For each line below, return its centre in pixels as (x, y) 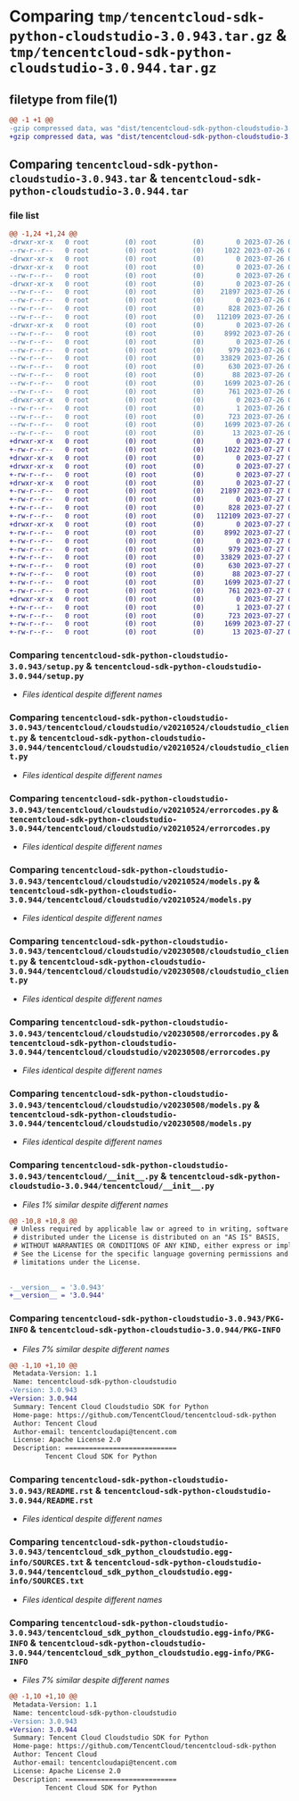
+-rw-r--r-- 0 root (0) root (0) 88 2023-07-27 (147, 574)
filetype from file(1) (64, 100)
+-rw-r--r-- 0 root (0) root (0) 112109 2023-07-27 (147, 516)
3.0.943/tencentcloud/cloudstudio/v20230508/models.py (130, 1105)
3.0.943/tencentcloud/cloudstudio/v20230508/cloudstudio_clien (149, 951)
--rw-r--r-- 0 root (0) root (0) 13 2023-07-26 (147, 433)
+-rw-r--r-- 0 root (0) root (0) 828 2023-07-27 (147, 508)
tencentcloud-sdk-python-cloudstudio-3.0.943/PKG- (173, 1319)
